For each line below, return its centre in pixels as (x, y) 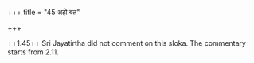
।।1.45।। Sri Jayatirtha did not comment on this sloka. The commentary (127, 43)
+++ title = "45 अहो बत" (44, 12)
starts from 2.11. (33, 52)
